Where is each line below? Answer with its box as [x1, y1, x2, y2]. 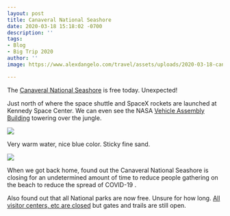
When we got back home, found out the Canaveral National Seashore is [7, 166, 209, 174]
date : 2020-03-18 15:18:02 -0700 [7, 23, 103, 29]
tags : [7, 36, 23, 43]
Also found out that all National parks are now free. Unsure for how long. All [7, 193, 220, 202]
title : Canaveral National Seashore [7, 16, 112, 23]
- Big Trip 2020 [7, 49, 53, 56]
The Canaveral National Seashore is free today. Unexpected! [7, 86, 178, 94]
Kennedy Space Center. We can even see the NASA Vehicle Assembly [7, 106, 205, 115]
